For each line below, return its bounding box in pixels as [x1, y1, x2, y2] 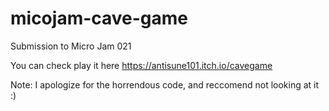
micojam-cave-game [10, 7, 189, 30]
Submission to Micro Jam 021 [10, 40, 132, 52]
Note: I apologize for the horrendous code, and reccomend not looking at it [10, 78, 320, 91]
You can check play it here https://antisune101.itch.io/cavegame [10, 59, 273, 71]
